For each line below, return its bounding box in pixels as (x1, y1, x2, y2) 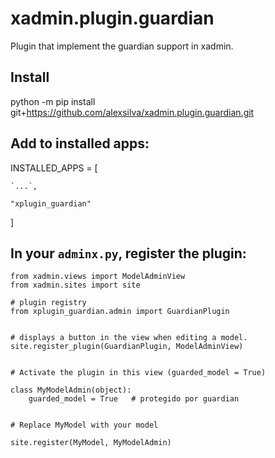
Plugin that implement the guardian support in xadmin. (10, 40, 234, 52)
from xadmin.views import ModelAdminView (10, 272, 186, 282)
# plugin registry (10, 298, 87, 308)
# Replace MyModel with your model (10, 420, 159, 431)
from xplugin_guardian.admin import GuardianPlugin (10, 307, 230, 317)
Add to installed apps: (10, 135, 150, 152)
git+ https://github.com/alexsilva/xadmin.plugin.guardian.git (10, 106, 255, 118)
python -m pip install (10, 95, 96, 107)
